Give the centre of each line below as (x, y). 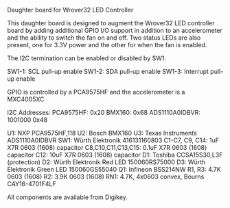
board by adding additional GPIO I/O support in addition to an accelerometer (115, 30)
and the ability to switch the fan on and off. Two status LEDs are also (104, 38)
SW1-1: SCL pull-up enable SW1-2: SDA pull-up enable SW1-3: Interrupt (108, 71)
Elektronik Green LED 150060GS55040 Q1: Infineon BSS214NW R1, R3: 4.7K (114, 169)
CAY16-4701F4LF (32, 184)
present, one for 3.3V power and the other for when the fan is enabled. (107, 45)
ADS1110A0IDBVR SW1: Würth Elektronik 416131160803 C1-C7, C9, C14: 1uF (113, 140)
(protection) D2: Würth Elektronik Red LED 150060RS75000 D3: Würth (106, 162)
